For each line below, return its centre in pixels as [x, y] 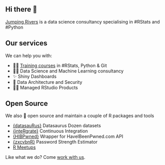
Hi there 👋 [21, 9]
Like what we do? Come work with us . [45, 157]
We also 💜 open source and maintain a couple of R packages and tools [80, 116]
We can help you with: [29, 55]
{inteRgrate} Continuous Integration [50, 131]
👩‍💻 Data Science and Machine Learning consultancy [68, 71]
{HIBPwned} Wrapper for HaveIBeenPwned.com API [68, 136]
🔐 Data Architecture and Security [47, 82]
